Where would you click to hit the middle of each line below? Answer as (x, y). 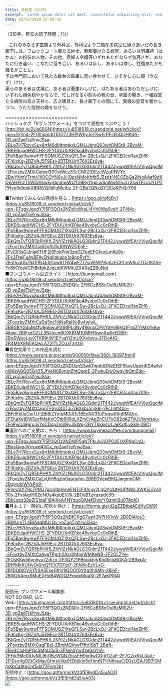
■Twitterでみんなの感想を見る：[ (39, 198)
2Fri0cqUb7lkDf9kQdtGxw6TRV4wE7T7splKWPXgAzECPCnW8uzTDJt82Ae (83, 263)
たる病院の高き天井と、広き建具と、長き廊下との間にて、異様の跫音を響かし (84, 101)
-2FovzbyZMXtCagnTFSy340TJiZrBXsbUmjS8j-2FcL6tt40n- (67, 409)
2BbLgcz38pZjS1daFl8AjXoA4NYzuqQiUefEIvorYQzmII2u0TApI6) (72, 500)
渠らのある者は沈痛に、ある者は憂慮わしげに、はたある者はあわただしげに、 (84, 89)
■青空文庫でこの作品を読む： (36, 350)
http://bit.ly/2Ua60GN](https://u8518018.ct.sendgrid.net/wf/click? (74, 129)
